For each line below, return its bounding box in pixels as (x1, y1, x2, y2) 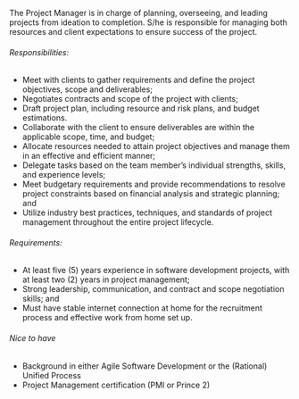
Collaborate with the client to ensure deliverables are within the (21, 122, 255, 133)
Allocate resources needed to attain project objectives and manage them (21, 141, 290, 152)
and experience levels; (21, 170, 106, 180)
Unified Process (21, 370, 82, 380)
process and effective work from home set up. (21, 312, 194, 323)
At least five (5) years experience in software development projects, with (21, 265, 290, 276)
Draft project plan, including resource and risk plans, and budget (21, 103, 261, 114)
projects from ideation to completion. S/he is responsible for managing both (9, 17, 288, 28)
